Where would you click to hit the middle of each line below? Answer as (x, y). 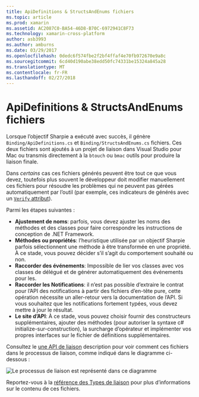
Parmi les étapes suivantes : (41, 210)
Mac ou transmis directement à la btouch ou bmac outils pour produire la (93, 156)
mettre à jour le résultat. (44, 310)
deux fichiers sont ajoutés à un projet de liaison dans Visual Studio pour (94, 149)
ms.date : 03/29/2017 (32, 51)
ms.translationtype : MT (36, 67)
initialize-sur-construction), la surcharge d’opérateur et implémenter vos (103, 329)
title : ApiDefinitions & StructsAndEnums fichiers (70, 12)
